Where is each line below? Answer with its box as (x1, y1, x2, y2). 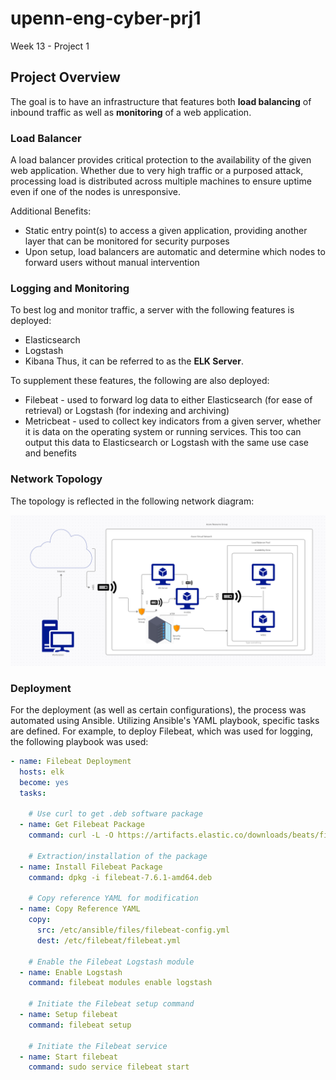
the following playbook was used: (10, 736, 149, 748)
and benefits (24, 447, 78, 459)
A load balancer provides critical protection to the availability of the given (10, 154, 312, 166)
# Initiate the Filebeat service (28, 1041, 168, 1051)
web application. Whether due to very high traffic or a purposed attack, (10, 165, 304, 177)
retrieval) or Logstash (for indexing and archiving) (24, 405, 230, 417)
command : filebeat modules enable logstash (28, 978, 213, 988)
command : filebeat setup (28, 1020, 132, 1030)
